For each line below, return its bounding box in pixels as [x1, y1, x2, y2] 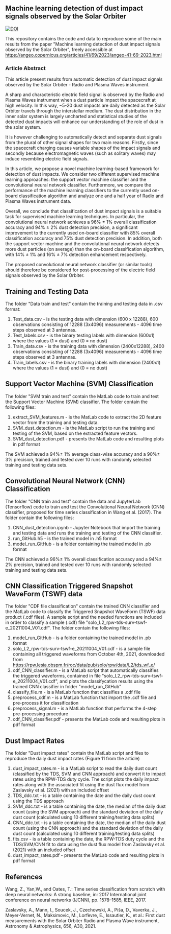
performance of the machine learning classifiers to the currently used [5, 188, 151, 194]
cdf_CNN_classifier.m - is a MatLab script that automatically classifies [12, 667, 159, 673]
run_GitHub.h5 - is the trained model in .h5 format [12, 535, 117, 541]
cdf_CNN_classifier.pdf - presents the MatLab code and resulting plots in [12, 716, 165, 722]
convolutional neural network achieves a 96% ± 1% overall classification [5, 219, 157, 225]
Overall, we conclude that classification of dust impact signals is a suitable [5, 208, 161, 214]
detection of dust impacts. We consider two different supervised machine [5, 171, 160, 177]
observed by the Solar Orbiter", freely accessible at [5, 46, 113, 53]
